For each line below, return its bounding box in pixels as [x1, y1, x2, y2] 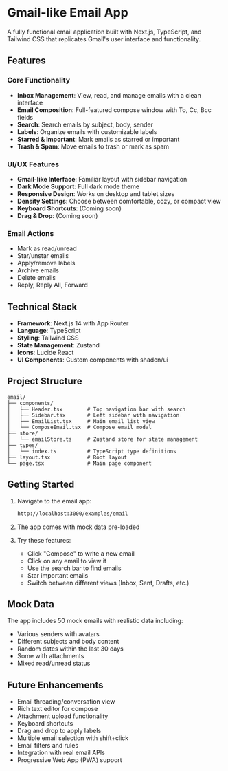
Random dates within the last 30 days [16, 644, 124, 653]
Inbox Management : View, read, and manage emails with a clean [16, 91, 201, 99]
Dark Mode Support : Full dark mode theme [16, 182, 139, 191]
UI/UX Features [7, 160, 60, 169]
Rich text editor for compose [16, 705, 98, 713]
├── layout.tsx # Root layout [7, 454, 128, 461]
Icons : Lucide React [16, 349, 74, 357]
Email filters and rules [16, 741, 79, 750]
